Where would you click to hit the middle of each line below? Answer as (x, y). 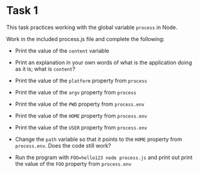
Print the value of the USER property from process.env (81, 127)
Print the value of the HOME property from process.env (81, 116)
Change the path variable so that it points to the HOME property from (99, 139)
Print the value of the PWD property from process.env (80, 104)
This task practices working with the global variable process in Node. (92, 27)
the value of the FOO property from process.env (73, 163)
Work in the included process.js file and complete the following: (86, 39)
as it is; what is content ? (45, 69)
